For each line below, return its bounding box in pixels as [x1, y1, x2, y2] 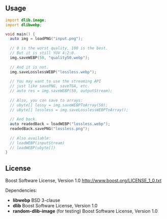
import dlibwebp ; [5, 22, 42, 28]
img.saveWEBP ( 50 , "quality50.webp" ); [10, 55, 90, 60]
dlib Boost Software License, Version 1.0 [12, 203, 98, 209]
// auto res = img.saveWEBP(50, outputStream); [10, 89, 113, 94]
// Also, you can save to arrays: [10, 98, 83, 103]
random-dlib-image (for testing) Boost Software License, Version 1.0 [12, 208, 158, 214]
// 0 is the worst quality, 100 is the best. [10, 46, 108, 51]
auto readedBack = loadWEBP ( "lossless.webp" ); [10, 122, 110, 127]
